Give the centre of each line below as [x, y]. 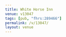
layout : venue [19, 27]
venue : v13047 [19, 14]
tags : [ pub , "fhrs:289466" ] [33, 18]
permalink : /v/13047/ [27, 23]
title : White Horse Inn [29, 9]
